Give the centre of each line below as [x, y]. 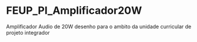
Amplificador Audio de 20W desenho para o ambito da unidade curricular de [99, 26]
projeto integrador [28, 32]
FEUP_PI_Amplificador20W [74, 11]
